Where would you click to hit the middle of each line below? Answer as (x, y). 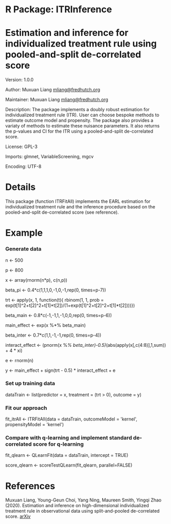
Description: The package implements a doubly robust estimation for (77, 110)
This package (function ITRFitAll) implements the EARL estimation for (78, 201)
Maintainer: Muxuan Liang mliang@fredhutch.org (57, 100)
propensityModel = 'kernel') (35, 425)
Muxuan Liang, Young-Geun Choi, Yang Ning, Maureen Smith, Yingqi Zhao (83, 500)
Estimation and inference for (67, 33)
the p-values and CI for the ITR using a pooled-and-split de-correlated (79, 131)
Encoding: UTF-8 (23, 166)
